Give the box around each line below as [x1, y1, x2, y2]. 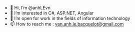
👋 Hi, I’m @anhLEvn [9, 5, 51, 10]
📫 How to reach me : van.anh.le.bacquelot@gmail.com [9, 21, 124, 27]
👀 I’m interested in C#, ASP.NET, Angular [9, 10, 94, 16]
